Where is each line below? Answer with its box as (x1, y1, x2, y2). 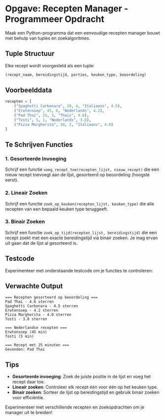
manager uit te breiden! (5, 410, 53, 416)
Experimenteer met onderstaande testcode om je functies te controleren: (5, 267, 153, 273)
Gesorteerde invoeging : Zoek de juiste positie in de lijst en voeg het (12, 373, 151, 379)
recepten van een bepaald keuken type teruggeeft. (5, 206, 108, 212)
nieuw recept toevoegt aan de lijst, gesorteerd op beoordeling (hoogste (5, 172, 150, 178)
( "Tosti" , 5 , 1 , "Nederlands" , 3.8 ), (14, 117, 92, 122)
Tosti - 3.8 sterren (5, 316, 48, 322)
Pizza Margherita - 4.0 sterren (5, 313, 71, 317)
